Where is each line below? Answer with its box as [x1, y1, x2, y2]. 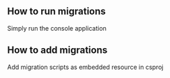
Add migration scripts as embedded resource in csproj [7, 63, 164, 71]
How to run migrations [7, 6, 106, 17]
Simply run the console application [7, 24, 107, 32]
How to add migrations [7, 45, 108, 56]
